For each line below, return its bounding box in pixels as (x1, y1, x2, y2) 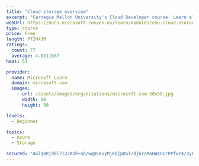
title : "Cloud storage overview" (6, 8, 89, 15)
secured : (6, 151, 28, 157)
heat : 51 (6, 58, 28, 64)
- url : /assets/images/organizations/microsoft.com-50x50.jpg (17, 91, 174, 97)
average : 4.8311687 (11, 53, 60, 59)
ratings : (6, 42, 28, 48)
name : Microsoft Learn (11, 75, 68, 81)
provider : (6, 69, 31, 75)
